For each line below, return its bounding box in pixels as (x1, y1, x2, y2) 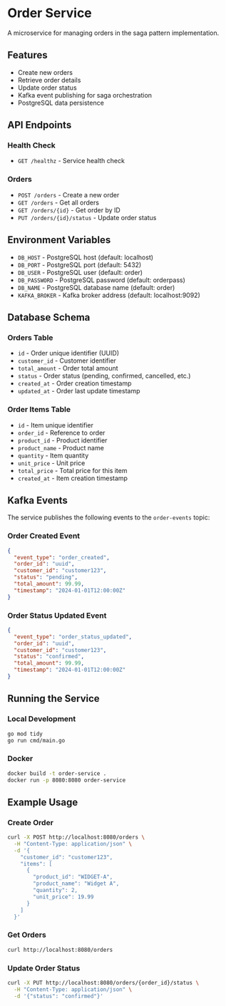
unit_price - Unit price (17, 458, 86, 467)
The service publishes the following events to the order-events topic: (7, 513, 210, 522)
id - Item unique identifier (17, 420, 94, 429)
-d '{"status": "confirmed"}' (14, 992, 103, 1000)
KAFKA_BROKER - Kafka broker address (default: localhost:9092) (17, 291, 201, 299)
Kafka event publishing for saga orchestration (17, 90, 152, 99)
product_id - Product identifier (17, 436, 108, 445)
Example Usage (7, 796, 78, 808)
